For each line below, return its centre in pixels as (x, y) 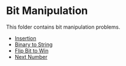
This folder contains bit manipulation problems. (63, 27)
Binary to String (34, 44)
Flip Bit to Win (31, 50)
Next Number (31, 57)
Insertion (25, 38)
